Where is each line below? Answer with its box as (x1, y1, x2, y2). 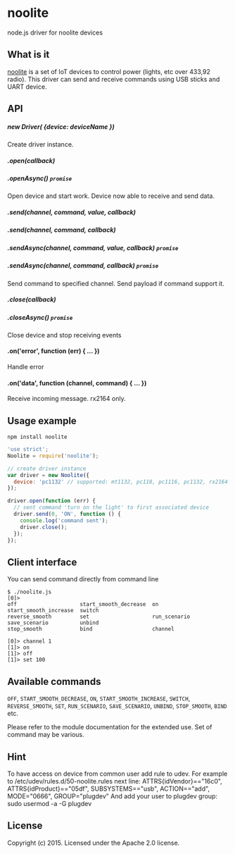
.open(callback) (7, 156, 56, 165)
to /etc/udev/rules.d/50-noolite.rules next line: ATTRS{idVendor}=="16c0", (7, 776, 223, 785)
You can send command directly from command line (7, 575, 159, 583)
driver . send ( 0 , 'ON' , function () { (13, 511, 121, 518)
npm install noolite (7, 433, 68, 441)
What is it (7, 49, 50, 61)
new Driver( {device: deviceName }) (7, 122, 115, 131)
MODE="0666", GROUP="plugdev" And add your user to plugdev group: (7, 791, 218, 800)
